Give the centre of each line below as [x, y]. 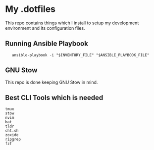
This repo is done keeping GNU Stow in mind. [51, 82]
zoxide [12, 135]
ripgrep [13, 140]
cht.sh [12, 131]
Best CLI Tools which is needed [54, 98]
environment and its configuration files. [45, 28]
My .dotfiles [30, 9]
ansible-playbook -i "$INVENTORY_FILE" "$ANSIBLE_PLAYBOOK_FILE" [80, 55]
